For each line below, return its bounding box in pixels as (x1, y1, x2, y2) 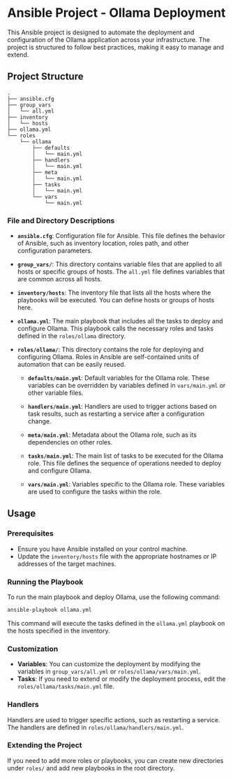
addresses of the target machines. (17, 559, 116, 568)
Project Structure (7, 71, 84, 83)
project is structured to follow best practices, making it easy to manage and (7, 43, 225, 51)
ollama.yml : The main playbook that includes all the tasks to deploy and (17, 317, 223, 325)
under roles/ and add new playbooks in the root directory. (7, 764, 176, 772)
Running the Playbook (7, 577, 84, 587)
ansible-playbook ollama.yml (7, 607, 92, 614)
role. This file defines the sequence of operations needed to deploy (27, 459, 222, 468)
